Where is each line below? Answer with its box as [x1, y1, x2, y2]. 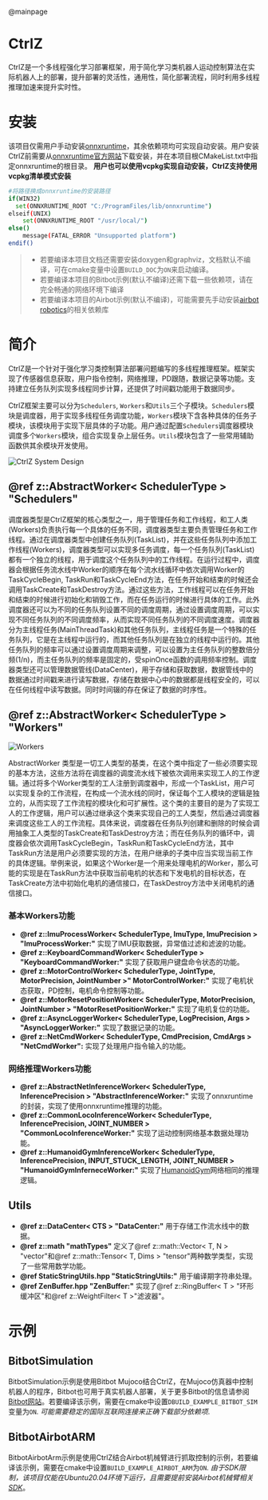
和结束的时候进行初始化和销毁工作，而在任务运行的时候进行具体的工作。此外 [8, 594, 260, 604]
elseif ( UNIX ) [8, 210, 52, 218]
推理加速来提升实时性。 [8, 82, 85, 91]
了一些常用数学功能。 [19, 1261, 90, 1270]
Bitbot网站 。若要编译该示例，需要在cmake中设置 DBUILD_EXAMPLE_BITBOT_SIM [8, 1396, 258, 1406]
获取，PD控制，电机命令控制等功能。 [26, 986, 149, 995]
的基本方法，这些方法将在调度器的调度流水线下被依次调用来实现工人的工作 [8, 768, 253, 778]
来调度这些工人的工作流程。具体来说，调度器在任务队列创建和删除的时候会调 [8, 818, 260, 828]
